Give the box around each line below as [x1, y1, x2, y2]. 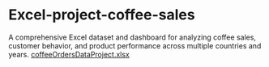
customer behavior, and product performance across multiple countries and [8, 40, 262, 50]
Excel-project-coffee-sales [8, 6, 196, 24]
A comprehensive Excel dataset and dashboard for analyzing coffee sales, [8, 32, 257, 42]
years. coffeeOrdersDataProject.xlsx [8, 49, 130, 59]
